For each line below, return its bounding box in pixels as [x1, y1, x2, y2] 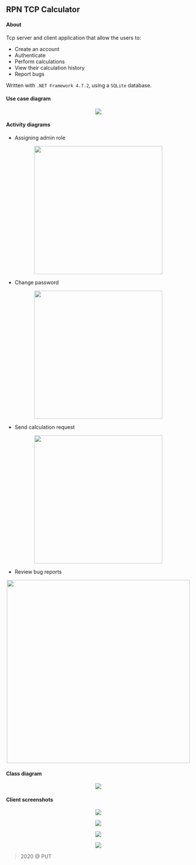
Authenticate [14, 52, 46, 59]
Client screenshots [6, 796, 54, 803]
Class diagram [6, 770, 42, 777]
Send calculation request [14, 424, 75, 430]
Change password [14, 279, 59, 286]
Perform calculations [14, 58, 66, 65]
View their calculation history [14, 64, 85, 71]
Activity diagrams [6, 121, 51, 128]
